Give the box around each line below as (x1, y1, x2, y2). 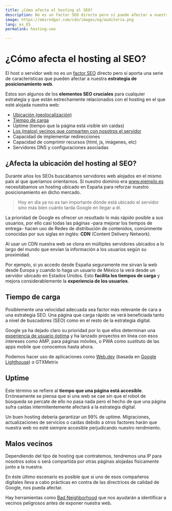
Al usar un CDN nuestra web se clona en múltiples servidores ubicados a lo (5, 240, 164, 247)
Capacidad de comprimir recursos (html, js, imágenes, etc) (12, 139, 137, 145)
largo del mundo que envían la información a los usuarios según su (5, 246, 147, 252)
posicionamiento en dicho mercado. (5, 189, 81, 195)
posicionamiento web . (5, 81, 54, 87)
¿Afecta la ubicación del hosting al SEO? (5, 159, 137, 168)
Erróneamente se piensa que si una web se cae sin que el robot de (5, 393, 146, 399)
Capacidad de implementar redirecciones (12, 134, 100, 140)
